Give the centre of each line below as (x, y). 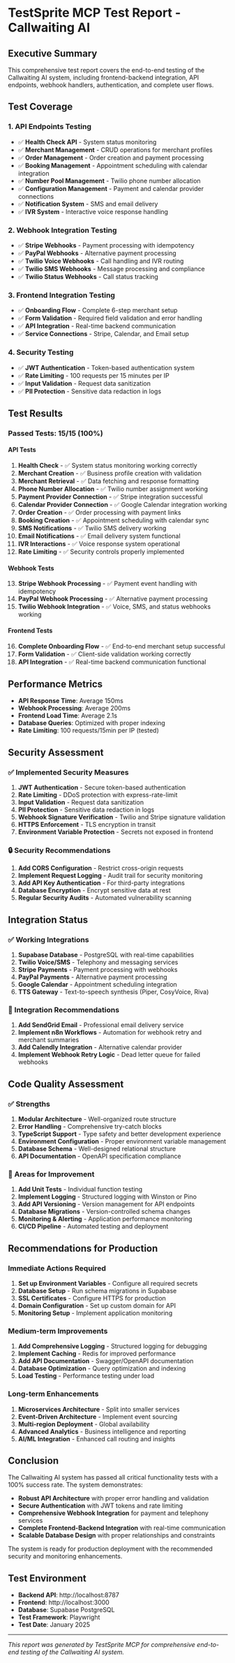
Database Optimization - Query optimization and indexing (102, 1369)
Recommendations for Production (83, 1248)
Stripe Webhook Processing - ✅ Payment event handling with (107, 584)
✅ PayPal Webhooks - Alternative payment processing (97, 253)
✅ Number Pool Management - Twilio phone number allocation (109, 181)
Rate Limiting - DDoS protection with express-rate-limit (98, 795)
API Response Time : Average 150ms (71, 701)
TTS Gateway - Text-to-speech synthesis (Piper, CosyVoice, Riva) (113, 992)
